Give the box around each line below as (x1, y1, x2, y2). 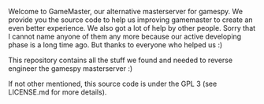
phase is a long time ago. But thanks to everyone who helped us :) (8, 40, 223, 50)
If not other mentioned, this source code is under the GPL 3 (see (8, 79, 218, 88)
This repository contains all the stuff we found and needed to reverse (8, 55, 233, 65)
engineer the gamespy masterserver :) (8, 64, 133, 73)
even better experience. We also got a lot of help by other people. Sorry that (8, 24, 256, 32)
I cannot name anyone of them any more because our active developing (8, 32, 242, 41)
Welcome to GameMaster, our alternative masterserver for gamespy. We (8, 7, 243, 16)
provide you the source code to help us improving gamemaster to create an (8, 15, 254, 24)
